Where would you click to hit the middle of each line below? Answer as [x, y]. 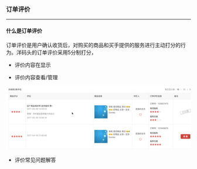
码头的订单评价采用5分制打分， [59, 52]
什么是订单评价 [24, 31]
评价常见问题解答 [35, 160]
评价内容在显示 [33, 65]
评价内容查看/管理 [36, 77]
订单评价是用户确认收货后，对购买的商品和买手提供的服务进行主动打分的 [93, 45]
